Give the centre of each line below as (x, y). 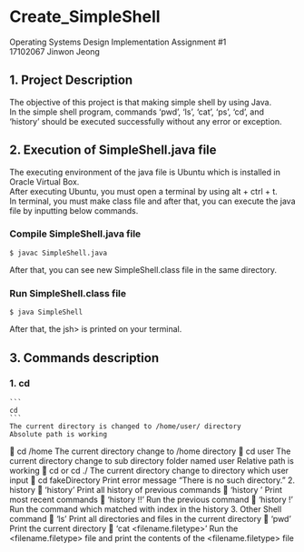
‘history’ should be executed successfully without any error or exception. (146, 121)
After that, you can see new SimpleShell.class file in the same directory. (143, 269)
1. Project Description (71, 80)
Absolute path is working (58, 434)
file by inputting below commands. (74, 210)
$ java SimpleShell (46, 312)
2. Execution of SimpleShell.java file (113, 151)
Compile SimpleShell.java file (75, 234)
